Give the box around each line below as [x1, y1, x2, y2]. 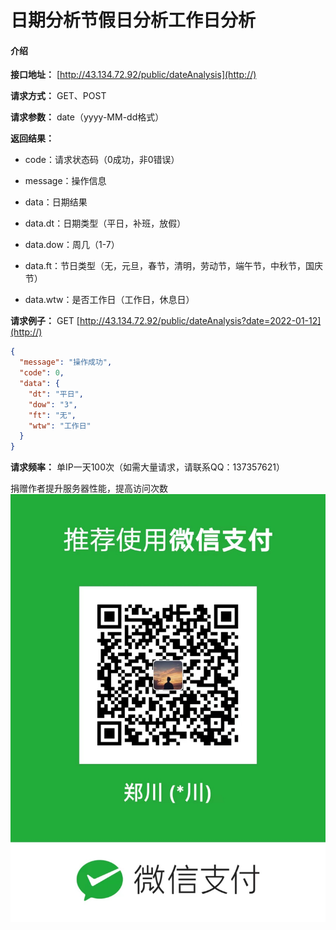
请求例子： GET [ [10, 315, 80, 327]
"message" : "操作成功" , [19, 357, 113, 368]
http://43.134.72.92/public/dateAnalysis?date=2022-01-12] [79, 315, 322, 327]
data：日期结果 [24, 196, 88, 208]
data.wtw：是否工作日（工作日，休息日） [24, 294, 195, 306]
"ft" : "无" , [28, 410, 77, 420]
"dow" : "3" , [28, 399, 78, 410]
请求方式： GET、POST [10, 90, 107, 102]
